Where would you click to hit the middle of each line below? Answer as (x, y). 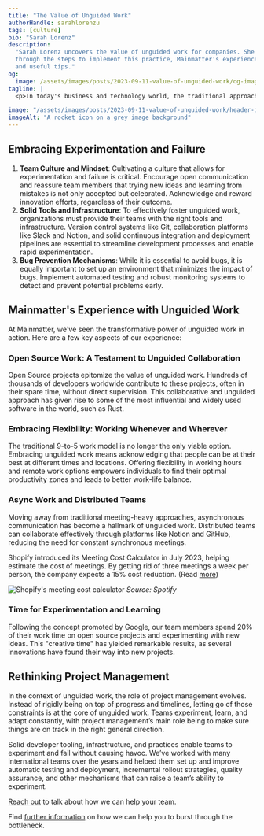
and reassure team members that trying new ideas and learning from (131, 185)
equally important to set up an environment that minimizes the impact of (136, 268)
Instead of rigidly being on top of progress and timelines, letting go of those (130, 704)
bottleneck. (26, 825)
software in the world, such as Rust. (66, 408)
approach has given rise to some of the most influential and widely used (125, 400)
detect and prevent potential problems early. (91, 285)
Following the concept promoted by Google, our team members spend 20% (130, 627)
